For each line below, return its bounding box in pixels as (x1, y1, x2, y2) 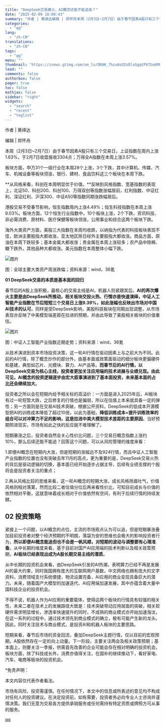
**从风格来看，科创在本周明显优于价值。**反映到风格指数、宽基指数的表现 (5, 181, 156, 187)
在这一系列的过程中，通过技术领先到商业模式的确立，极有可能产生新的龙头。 (5, 615, 160, 621)
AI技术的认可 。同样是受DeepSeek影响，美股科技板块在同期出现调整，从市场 (5, 306, 160, 311)
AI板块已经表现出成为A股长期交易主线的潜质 (14, 551, 103, 557)
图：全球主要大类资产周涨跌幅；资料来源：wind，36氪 (5, 266, 115, 272)
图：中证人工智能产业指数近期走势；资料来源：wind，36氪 (5, 339, 124, 345)
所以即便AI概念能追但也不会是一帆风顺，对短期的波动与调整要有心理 (14, 538, 152, 544)
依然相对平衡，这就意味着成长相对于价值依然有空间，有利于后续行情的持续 (5, 490, 156, 496)
